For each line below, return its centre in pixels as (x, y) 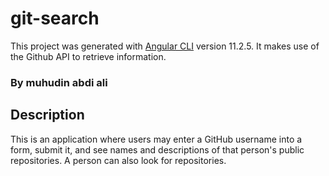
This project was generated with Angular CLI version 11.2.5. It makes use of (165, 46)
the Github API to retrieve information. (88, 56)
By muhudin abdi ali (59, 82)
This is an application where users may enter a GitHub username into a (156, 139)
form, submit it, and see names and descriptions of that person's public (157, 149)
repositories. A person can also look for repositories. (118, 160)
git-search (55, 18)
